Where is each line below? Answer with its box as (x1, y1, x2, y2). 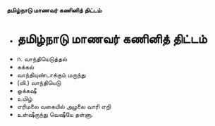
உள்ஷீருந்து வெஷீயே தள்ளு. (16, 110, 94, 118)
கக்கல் (16, 63, 35, 71)
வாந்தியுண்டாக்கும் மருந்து (16, 70, 86, 79)
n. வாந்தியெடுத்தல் (16, 54, 68, 63)
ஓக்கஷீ (16, 86, 37, 94)
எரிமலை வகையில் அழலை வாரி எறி (16, 102, 111, 111)
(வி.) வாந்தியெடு (16, 78, 61, 87)
